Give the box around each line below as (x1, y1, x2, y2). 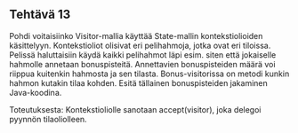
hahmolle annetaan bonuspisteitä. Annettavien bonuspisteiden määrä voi (9, 59, 276, 69)
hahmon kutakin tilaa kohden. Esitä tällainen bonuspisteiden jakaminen (9, 77, 269, 88)
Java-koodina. (9, 87, 62, 98)
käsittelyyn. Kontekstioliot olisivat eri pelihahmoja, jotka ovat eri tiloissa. (9, 40, 271, 51)
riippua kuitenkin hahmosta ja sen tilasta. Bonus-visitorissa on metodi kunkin (9, 68, 290, 79)
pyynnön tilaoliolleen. (9, 113, 87, 124)
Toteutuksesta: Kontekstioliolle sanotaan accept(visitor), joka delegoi (9, 104, 262, 114)
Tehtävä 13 (9, 7, 71, 22)
